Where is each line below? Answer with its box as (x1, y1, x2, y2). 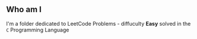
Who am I (6, 5, 42, 15)
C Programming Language (6, 26, 69, 33)
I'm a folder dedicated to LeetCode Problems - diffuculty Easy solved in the (6, 20, 191, 27)
